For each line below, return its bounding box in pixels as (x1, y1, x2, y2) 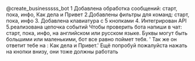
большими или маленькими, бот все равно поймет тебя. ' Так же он (6, 36, 177, 42)
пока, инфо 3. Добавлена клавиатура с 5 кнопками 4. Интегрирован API (6, 17, 187, 24)
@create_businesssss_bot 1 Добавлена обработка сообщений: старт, (6, 5, 177, 12)
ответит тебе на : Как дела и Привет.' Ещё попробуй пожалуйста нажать (6, 42, 187, 49)
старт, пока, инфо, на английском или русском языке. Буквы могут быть (6, 30, 188, 37)
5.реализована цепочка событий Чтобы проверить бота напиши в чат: (6, 23, 183, 30)
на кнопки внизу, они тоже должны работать (6, 48, 118, 55)
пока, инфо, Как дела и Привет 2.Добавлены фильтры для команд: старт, (6, 11, 190, 18)
